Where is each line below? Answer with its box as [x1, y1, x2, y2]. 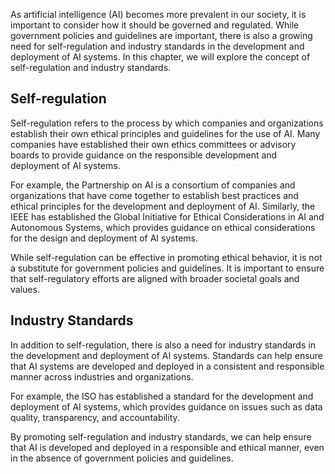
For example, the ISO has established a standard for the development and [10, 390, 314, 402]
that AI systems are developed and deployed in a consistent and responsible [10, 360, 325, 372]
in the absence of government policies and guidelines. [10, 452, 234, 464]
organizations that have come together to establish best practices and [10, 189, 299, 201]
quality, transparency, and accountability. [10, 411, 180, 423]
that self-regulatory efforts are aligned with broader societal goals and [10, 272, 300, 284]
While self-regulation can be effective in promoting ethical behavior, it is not [10, 251, 323, 263]
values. [10, 283, 40, 295]
